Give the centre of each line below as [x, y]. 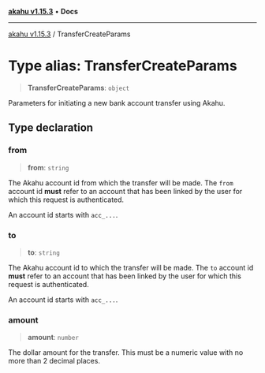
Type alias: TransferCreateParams [123, 66]
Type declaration [50, 128]
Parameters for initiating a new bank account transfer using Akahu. [117, 103]
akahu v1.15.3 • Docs [43, 11]
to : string [44, 252]
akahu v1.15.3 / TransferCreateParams [69, 34]
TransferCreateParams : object [78, 88]
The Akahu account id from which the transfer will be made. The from [121, 183]
